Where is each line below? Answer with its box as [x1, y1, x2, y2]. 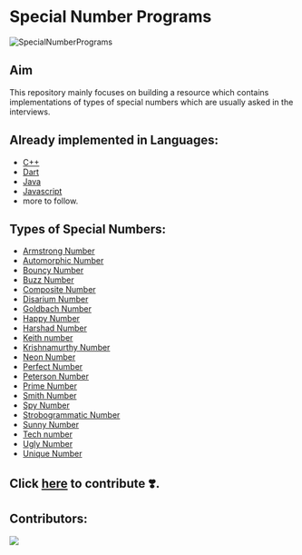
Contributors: [9, 511, 88, 527]
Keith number [22, 332, 73, 343]
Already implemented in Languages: [9, 133, 219, 148]
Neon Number [22, 352, 76, 362]
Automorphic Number [22, 255, 104, 266]
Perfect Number [22, 362, 83, 372]
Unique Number [22, 448, 83, 460]
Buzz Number [22, 274, 74, 285]
